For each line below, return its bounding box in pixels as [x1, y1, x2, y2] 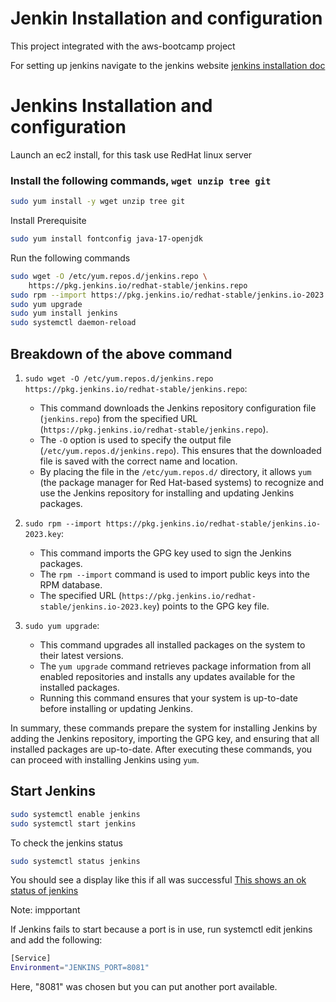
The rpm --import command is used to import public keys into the [39, 568, 310, 580]
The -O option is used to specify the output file [39, 433, 232, 446]
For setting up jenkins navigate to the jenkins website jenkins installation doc [10, 59, 326, 71]
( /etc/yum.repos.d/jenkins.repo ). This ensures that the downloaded [39, 444, 322, 456]
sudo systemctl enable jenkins [10, 809, 141, 819]
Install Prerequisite [10, 215, 87, 227]
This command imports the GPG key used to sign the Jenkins [39, 547, 292, 559]
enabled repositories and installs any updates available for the [39, 670, 296, 682]
